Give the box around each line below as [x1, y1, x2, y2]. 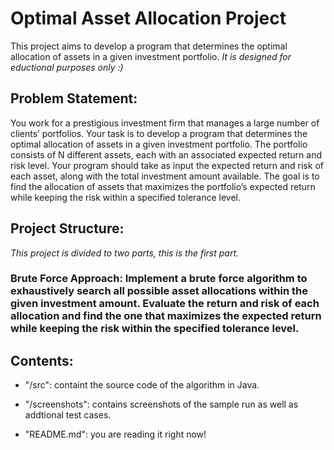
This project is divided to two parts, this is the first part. [10, 247, 240, 259]
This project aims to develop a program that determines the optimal [10, 40, 288, 52]
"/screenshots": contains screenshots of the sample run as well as [24, 398, 299, 411]
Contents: [10, 352, 74, 369]
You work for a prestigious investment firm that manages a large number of [10, 117, 320, 129]
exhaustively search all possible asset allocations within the [10, 284, 308, 298]
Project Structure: [10, 220, 125, 237]
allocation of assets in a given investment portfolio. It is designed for [10, 50, 292, 62]
